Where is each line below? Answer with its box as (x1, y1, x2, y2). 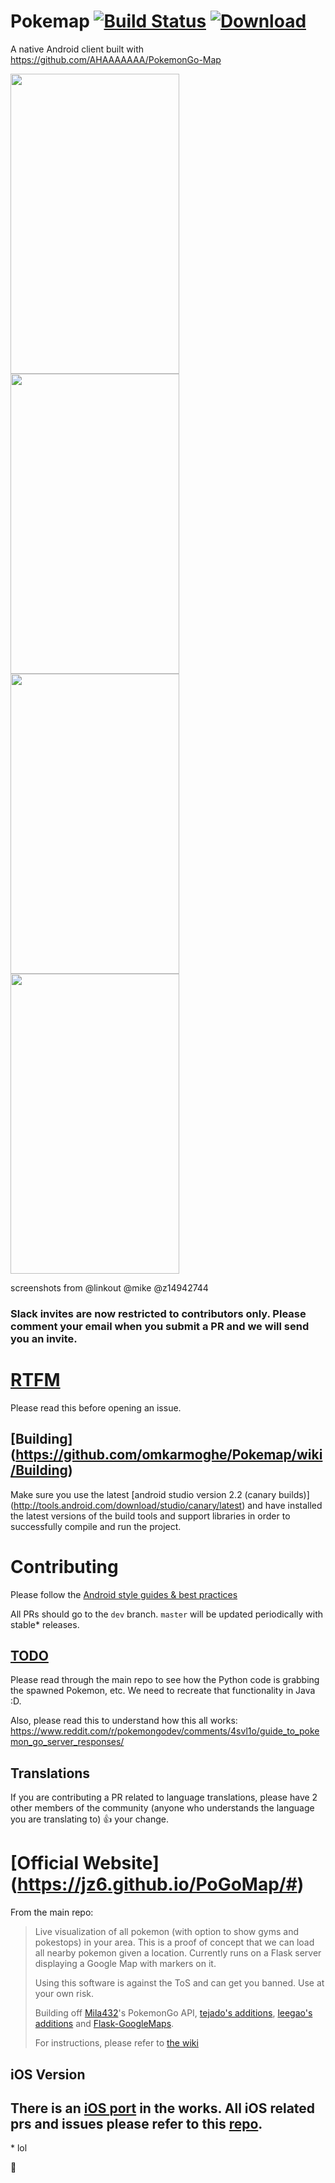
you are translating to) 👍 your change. (10, 1813, 169, 1825)
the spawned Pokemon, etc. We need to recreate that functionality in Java (10, 1685, 316, 1697)
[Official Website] (10, 1852, 160, 1875)
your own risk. (34, 1988, 94, 2000)
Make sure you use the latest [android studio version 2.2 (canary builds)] (10, 1488, 310, 1500)
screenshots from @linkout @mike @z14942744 (10, 1281, 209, 1294)
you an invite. (10, 1331, 78, 1345)
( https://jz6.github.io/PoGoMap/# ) (10, 1873, 305, 1896)
